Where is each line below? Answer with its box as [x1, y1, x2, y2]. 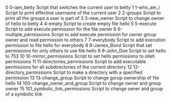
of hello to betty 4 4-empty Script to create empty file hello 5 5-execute [5, 20, 157, 27]
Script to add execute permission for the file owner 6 [5, 26, 117, 32]
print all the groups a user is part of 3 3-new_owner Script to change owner [5, 15, 165, 21]
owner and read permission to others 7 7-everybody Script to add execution [5, 37, 166, 43]
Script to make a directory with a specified [53, 69, 142, 75]
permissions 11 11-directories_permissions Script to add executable [5, 59, 146, 64]
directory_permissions [5, 69, 52, 75]
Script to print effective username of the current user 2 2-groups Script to [5, 10, 161, 16]
